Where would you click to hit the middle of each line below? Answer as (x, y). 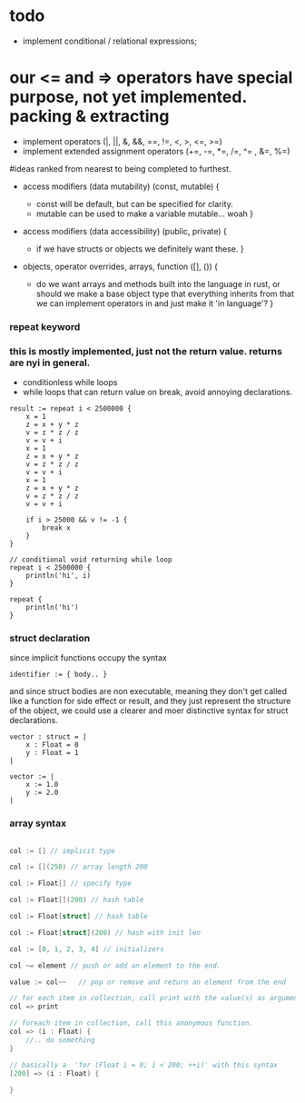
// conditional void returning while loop (91, 560)
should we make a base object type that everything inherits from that (165, 293)
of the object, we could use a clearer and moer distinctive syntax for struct (149, 710)
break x (56, 528)
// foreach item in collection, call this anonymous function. (132, 1023)
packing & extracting (89, 117)
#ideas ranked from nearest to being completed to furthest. (120, 168)
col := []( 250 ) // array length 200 (79, 867)
